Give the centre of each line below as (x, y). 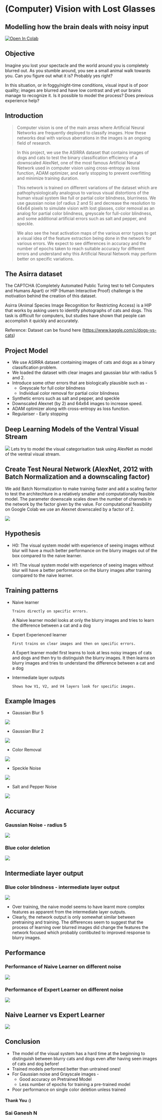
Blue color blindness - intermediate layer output (62, 887)
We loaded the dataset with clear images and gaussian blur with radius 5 (84, 373)
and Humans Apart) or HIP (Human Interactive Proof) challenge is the (74, 291)
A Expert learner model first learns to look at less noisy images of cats (82, 652)
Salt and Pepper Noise (34, 787)
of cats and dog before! (36, 1064)
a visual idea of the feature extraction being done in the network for (84, 238)
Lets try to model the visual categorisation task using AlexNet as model (82, 449)
